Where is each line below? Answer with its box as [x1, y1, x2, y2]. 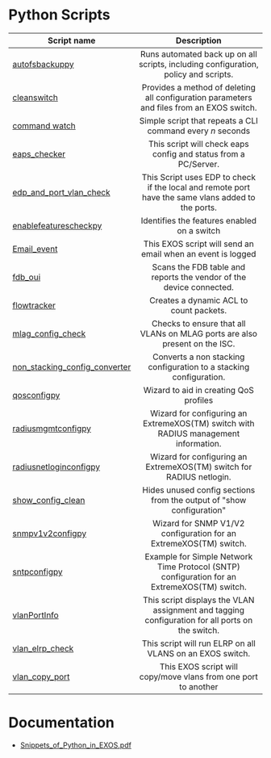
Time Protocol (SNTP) [156, 561, 240, 572]
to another [178, 681, 219, 692]
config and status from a [152, 148, 246, 159]
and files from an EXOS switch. [140, 102, 257, 113]
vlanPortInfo [12, 609, 59, 621]
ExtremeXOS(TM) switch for [144, 461, 252, 472]
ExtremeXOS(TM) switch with [142, 417, 256, 429]
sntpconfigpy [12, 566, 63, 577]
